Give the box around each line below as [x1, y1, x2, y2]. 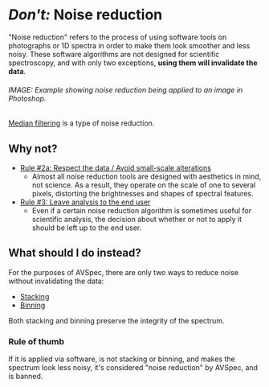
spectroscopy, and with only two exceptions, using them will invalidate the [8, 58, 259, 68]
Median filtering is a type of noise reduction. [8, 118, 155, 128]
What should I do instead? [8, 246, 142, 260]
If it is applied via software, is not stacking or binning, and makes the [8, 354, 235, 364]
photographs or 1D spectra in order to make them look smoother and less [8, 40, 251, 50]
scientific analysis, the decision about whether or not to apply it [31, 214, 243, 224]
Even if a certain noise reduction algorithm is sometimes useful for [31, 205, 252, 215]
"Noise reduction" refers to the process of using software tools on [8, 32, 227, 42]
